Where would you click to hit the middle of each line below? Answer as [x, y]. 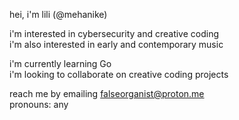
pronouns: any [39, 104]
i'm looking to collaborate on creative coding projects [119, 74]
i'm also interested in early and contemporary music [116, 44]
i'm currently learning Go [60, 63]
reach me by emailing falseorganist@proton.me [107, 93]
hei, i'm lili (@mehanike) [58, 14]
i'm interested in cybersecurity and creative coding [114, 33]
